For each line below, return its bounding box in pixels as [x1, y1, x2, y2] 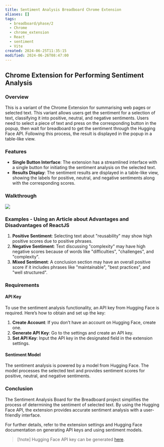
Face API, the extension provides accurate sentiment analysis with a [5, 407, 142, 413]
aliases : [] [5, 12, 29, 17]
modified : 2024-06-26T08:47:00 [5, 53, 69, 58]
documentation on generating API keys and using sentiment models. [5, 427, 143, 433]
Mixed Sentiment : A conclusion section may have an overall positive [12, 259, 151, 265]
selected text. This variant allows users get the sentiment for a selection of [5, 110, 156, 116]
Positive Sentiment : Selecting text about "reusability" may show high [12, 233, 153, 239]
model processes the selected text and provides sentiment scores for [5, 368, 145, 374]
